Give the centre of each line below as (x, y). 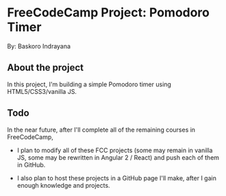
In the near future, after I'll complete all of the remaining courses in (101, 130)
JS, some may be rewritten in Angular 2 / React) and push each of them (118, 157)
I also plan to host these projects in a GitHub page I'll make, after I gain (117, 178)
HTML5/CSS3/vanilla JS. (42, 91)
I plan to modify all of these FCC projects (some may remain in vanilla (115, 150)
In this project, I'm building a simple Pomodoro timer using (89, 84)
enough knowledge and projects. (64, 185)
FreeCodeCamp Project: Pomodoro (109, 13)
